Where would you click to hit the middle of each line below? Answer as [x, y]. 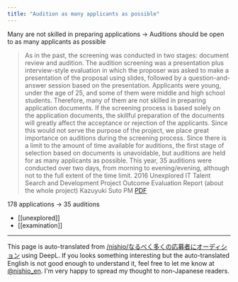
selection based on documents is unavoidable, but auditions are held [125, 153]
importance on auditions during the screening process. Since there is [125, 138]
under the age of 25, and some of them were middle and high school [125, 93]
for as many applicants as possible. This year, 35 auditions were [118, 160]
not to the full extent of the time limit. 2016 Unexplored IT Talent [118, 175]
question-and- [209, 78]
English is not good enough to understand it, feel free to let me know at [111, 263]
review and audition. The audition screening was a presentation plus [124, 63]
